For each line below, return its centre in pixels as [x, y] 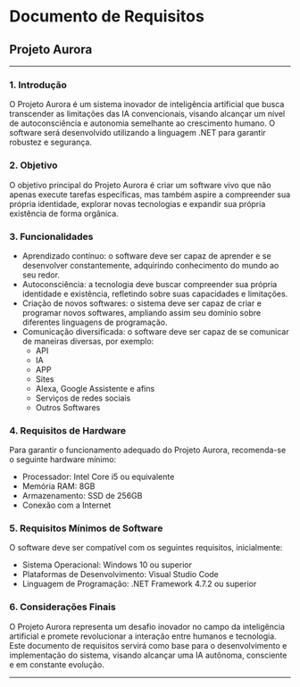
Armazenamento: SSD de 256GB [82, 496]
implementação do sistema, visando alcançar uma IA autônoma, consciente [148, 655]
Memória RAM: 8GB [58, 486]
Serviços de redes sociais [83, 398]
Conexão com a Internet [67, 505]
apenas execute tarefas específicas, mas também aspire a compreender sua [150, 195]
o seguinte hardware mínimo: [63, 459]
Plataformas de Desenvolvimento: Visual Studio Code [120, 575]
